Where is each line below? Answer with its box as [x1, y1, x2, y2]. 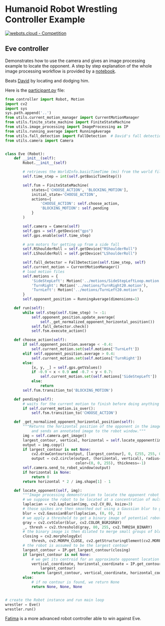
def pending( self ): [14, 397, 54, 402]
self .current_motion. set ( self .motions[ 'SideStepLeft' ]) [40, 374, 157, 379]
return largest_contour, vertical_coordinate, [31, 571, 129, 576]
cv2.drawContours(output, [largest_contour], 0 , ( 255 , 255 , [31, 451, 157, 457]
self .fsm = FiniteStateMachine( [23, 183, 89, 188]
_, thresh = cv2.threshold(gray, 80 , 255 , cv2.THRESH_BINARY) [23, 524, 153, 530]
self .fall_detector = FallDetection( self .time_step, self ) [23, 260, 146, 265]
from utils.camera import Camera [5, 138, 74, 143]
